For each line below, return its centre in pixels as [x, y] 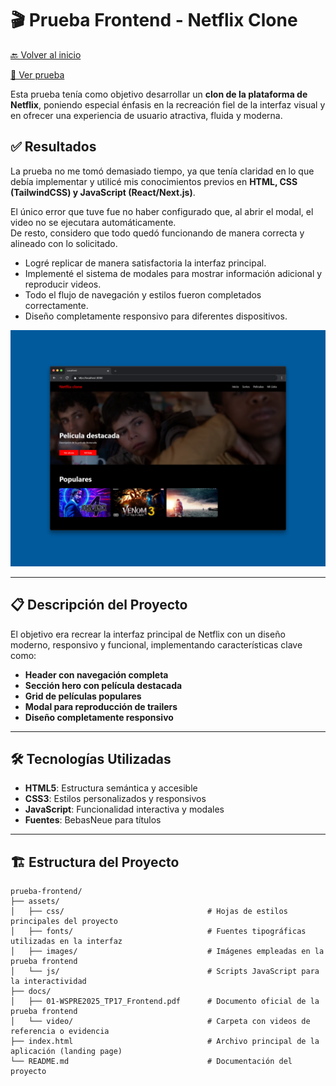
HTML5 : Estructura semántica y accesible [111, 788]
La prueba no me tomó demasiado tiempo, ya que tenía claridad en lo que [162, 171]
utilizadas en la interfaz [66, 942]
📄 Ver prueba [37, 74]
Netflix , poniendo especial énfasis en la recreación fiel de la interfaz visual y [168, 104]
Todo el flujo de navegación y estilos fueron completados [143, 294]
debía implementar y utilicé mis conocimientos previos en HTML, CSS [154, 181]
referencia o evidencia [60, 1032]
